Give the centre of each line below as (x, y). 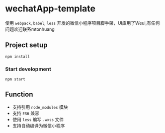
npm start (15, 79)
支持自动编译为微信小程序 (39, 126)
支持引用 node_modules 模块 (40, 107)
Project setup (27, 45)
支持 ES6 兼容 (26, 113)
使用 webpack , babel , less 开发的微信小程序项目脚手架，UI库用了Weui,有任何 (82, 23)
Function (19, 95)
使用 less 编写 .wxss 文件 (38, 119)
